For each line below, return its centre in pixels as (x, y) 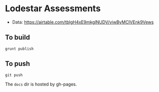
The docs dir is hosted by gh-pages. (41, 84)
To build (18, 37)
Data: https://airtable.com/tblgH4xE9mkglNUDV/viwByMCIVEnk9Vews (83, 22)
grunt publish (20, 49)
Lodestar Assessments (53, 9)
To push (18, 64)
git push (14, 75)
